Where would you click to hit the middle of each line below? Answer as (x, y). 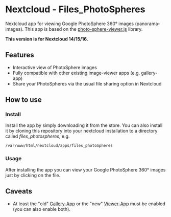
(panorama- (148, 24)
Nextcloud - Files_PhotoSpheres (75, 9)
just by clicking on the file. (33, 175)
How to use (23, 100)
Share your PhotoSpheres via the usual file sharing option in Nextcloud (87, 83)
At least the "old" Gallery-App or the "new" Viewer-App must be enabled (89, 204)
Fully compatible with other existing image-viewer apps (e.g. (76, 73)
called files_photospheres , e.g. (38, 136)
